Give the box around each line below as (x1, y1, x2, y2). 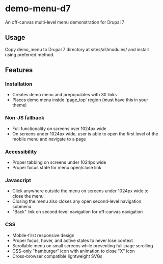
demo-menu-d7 (5, 3, 71, 14)
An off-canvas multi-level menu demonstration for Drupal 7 (5, 19, 125, 25)
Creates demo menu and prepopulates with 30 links (12, 92, 117, 98)
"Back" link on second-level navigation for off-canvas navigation (12, 209, 143, 215)
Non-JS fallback (5, 114, 45, 121)
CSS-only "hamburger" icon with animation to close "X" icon (12, 248, 135, 254)
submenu (12, 204, 32, 210)
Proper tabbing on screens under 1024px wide (12, 159, 107, 165)
